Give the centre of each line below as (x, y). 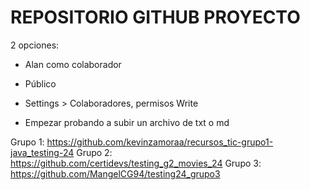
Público (40, 83)
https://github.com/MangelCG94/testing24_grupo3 (115, 173)
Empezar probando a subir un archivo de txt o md (127, 122)
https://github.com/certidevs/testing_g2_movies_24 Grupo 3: (136, 163)
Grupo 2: (94, 152)
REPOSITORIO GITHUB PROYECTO (155, 17)
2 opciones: (35, 45)
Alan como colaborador (73, 64)
